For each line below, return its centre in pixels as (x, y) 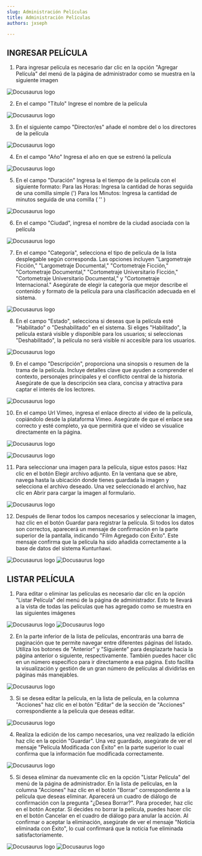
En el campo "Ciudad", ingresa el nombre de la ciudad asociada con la (103, 223)
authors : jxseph (27, 23)
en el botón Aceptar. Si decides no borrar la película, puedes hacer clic (103, 809)
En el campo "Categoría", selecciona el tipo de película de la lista (96, 253)
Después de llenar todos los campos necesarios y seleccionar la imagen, (106, 516)
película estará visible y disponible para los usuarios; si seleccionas (99, 334)
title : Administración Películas (49, 18)
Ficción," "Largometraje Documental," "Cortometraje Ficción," (92, 266)
